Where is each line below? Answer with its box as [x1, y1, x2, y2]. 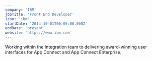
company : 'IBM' [5, 7, 37, 12]
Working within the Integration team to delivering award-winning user [5, 44, 148, 50]
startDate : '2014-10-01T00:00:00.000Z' [5, 21, 88, 26]
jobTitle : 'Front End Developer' [5, 12, 75, 17]
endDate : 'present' [5, 26, 46, 31]
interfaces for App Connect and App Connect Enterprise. [5, 49, 122, 55]
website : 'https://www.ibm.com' [5, 30, 72, 35]
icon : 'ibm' [5, 16, 30, 21]
